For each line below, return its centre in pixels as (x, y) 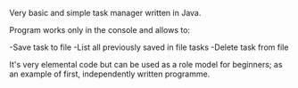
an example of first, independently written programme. (110, 74)
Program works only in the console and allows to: (99, 30)
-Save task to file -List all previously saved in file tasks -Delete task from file (149, 47)
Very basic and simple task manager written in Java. (105, 13)
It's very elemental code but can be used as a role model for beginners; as (146, 64)
